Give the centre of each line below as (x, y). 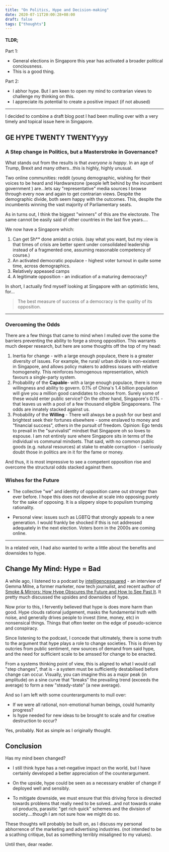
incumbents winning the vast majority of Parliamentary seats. (69, 205)
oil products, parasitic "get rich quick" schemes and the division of (81, 809)
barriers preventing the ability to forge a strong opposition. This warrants (81, 341)
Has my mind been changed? (35, 758)
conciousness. (28, 66)
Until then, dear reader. (29, 844)
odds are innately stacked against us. (51, 409)
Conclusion (24, 746)
